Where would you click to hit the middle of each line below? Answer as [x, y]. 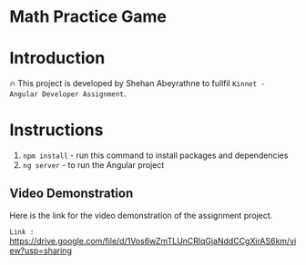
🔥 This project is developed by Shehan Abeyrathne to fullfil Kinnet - [138, 83]
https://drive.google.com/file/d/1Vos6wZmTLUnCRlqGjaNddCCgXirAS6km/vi [153, 240]
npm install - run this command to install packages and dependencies [155, 155]
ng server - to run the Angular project [93, 165]
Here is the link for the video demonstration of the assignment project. [141, 215]
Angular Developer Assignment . [68, 93]
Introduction [57, 59]
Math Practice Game [88, 17]
